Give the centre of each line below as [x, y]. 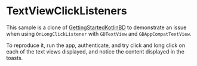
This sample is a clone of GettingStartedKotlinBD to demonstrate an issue [96, 27]
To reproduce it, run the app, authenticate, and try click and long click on [96, 45]
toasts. [15, 58]
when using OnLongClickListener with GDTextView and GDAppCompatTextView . [99, 33]
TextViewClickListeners [67, 11]
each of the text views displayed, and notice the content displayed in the [96, 51]
